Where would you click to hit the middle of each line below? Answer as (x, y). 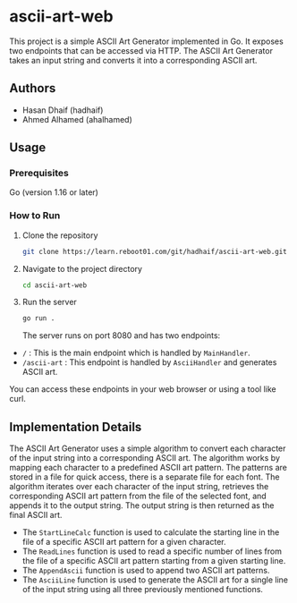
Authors (33, 88)
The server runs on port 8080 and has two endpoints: (121, 335)
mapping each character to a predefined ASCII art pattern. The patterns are (148, 468)
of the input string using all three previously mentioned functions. (143, 590)
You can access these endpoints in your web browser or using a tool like (143, 389)
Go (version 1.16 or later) (54, 192)
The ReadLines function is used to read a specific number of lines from (152, 551)
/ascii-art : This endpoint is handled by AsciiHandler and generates (149, 362)
